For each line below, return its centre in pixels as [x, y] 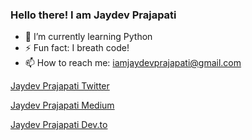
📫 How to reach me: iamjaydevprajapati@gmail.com [133, 63]
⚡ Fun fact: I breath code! [77, 48]
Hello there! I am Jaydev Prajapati [93, 15]
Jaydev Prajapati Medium [62, 105]
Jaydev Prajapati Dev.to [59, 125]
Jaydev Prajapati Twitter [60, 86]
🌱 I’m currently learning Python [88, 37]
